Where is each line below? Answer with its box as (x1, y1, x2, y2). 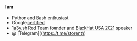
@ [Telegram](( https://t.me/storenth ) (11, 30, 86, 36)
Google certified (11, 20, 45, 26)
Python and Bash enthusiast (11, 15, 69, 20)
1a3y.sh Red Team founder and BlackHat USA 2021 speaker (11, 25, 133, 31)
